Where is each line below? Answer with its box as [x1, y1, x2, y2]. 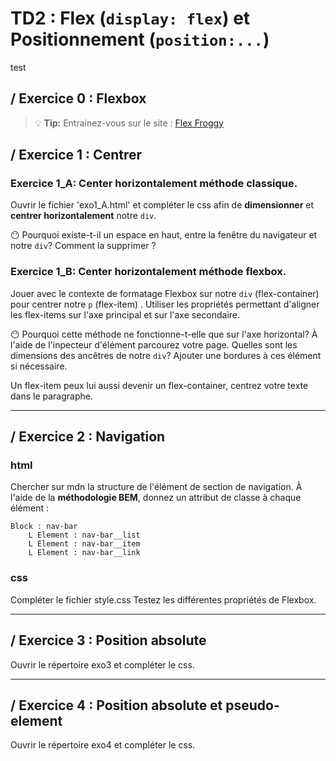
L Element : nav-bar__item [28, 539, 141, 549]
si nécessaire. [10, 360, 68, 372]
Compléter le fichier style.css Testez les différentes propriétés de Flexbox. [10, 593, 317, 606]
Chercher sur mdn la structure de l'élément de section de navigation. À [10, 481, 303, 493]
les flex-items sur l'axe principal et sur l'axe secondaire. [10, 308, 241, 321]
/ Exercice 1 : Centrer [10, 147, 142, 164]
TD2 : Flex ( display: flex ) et [10, 7, 251, 30]
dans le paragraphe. [10, 390, 93, 402]
